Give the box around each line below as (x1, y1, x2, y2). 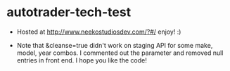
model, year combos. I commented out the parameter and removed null (16, 49, 224, 57)
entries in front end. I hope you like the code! (16, 56, 147, 64)
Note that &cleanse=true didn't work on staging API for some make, (16, 41, 213, 49)
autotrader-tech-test (6, 4, 132, 20)
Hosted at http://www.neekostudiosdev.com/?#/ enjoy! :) (16, 27, 181, 36)
